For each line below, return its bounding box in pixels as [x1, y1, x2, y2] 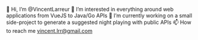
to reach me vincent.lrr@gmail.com [6, 27, 92, 34]
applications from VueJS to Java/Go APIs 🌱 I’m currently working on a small [6, 12, 193, 19]
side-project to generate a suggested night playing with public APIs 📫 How [6, 19, 192, 26]
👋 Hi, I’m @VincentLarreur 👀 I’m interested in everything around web [6, 6, 174, 13]
